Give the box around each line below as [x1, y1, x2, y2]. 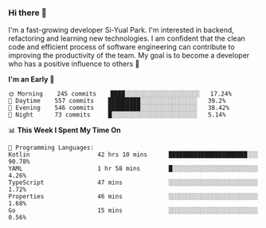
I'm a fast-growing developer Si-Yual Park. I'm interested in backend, [8, 26, 235, 35]
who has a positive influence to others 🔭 [8, 59, 140, 69]
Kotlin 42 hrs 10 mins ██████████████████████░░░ [8, 151, 259, 159]
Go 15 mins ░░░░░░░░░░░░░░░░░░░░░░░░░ [8, 206, 259, 214]
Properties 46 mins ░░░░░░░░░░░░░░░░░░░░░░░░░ [8, 193, 259, 201]
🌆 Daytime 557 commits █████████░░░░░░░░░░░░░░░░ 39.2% [8, 97, 226, 105]
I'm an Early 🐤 [8, 75, 55, 85]
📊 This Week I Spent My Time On [8, 125, 121, 135]
